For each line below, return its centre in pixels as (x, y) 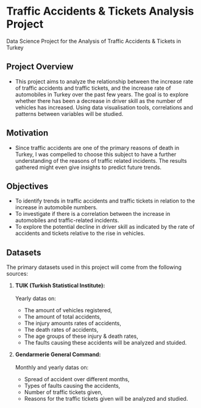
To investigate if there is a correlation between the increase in (93, 214)
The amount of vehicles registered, (68, 310)
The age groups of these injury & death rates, (81, 336)
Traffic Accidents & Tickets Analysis (100, 11)
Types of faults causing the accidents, (72, 386)
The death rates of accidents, (61, 330)
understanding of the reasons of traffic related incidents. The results (101, 160)
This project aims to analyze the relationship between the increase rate (104, 81)
